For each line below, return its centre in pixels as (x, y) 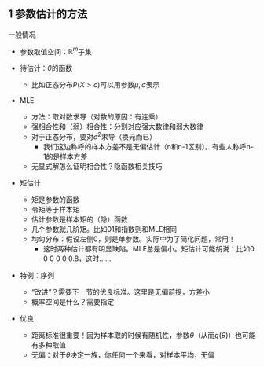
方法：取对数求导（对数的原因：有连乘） (97, 117)
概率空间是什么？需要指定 (73, 302)
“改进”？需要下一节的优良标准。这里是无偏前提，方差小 (120, 292)
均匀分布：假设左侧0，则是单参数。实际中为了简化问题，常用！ (133, 239)
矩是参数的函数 (55, 200)
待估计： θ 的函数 (46, 68)
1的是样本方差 (65, 156)
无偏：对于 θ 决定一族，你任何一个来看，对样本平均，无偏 (123, 355)
